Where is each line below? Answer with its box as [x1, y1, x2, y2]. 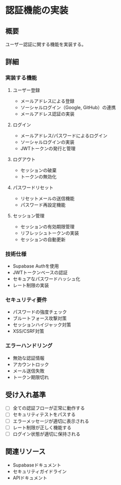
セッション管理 [12, 212, 45, 218]
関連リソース [5, 447, 46, 456]
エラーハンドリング [5, 342, 53, 349]
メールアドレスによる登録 [20, 98, 75, 104]
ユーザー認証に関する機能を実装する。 [5, 42, 86, 47]
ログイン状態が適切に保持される [12, 431, 80, 437]
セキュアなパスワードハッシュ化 [12, 275, 80, 282]
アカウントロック [12, 361, 49, 367]
